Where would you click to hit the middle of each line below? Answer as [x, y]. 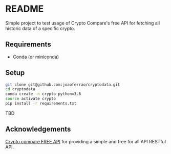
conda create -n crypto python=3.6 [43, 94]
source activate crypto [31, 99]
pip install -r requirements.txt [41, 104]
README [25, 9]
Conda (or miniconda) [36, 57]
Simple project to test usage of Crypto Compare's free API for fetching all [83, 23]
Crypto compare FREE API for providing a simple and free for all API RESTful [86, 141]
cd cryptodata [20, 89]
